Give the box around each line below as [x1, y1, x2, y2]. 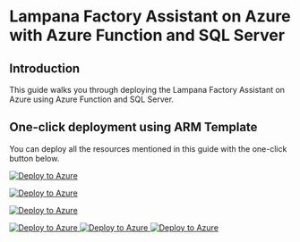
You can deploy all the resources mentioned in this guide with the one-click [9, 143, 287, 154]
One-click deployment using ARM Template [9, 120, 258, 135]
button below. [9, 153, 60, 163]
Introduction [9, 61, 81, 76]
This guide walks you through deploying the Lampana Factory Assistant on [9, 85, 285, 95]
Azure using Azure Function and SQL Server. [9, 94, 175, 104]
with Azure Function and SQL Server [9, 25, 285, 46]
